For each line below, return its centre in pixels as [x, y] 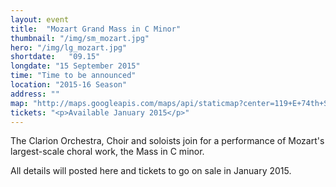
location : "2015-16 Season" [69, 85]
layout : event [40, 19]
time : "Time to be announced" [73, 76]
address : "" [35, 94]
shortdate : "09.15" [55, 57]
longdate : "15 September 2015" [75, 66]
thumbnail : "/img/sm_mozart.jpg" [80, 38]
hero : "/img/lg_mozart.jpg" [69, 47]
